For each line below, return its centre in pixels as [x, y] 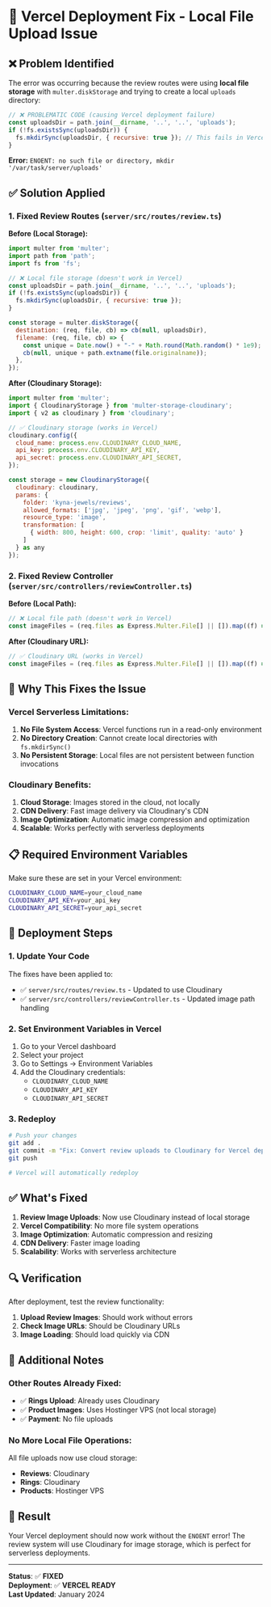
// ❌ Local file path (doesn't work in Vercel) [90, 618]
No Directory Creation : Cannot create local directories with [119, 738]
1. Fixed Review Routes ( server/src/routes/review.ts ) [115, 216]
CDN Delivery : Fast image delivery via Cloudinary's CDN [114, 811]
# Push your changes [43, 1135]
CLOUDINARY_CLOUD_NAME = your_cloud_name [75, 893]
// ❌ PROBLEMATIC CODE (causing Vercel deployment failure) [112, 115]
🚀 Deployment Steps [60, 933]
